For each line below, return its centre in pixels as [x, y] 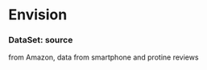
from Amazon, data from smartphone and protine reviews [103, 57]
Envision [38, 15]
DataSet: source [41, 40]
